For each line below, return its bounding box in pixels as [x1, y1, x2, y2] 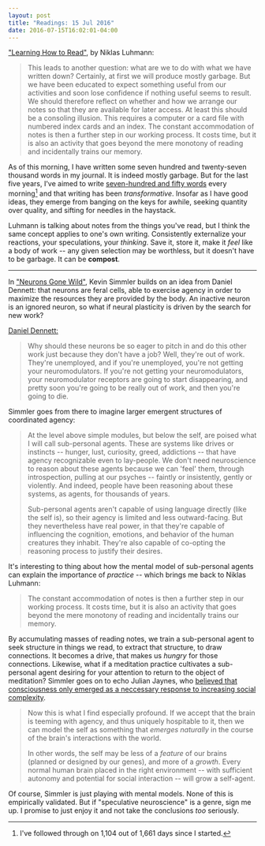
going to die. [27, 391, 69, 401]
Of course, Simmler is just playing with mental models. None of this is [8, 789, 234, 799]
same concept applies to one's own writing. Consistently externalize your [8, 230, 247, 239]
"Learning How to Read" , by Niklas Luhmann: [8, 48, 155, 58]
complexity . [8, 693, 46, 702]
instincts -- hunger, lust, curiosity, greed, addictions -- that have [27, 447, 237, 457]
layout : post [8, 11, 51, 20]
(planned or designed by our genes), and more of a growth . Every [27, 757, 241, 766]
